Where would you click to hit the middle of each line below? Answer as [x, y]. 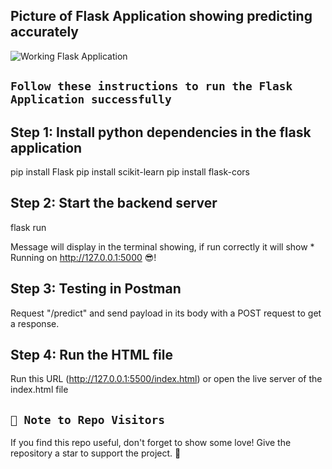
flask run [28, 227]
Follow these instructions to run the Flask [151, 86]
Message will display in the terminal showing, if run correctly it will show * [162, 246]
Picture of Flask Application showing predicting [161, 16]
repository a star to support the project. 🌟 [96, 453]
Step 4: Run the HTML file [91, 355]
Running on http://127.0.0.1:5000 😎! [83, 257]
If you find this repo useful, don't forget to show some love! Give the [151, 443]
